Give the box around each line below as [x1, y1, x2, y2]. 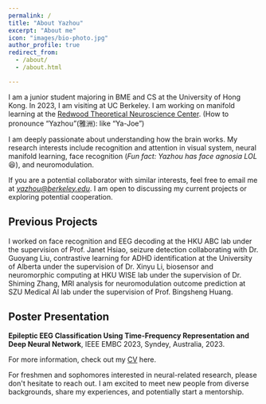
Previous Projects [8, 216, 98, 229]
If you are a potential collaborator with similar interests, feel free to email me [8, 175, 258, 185]
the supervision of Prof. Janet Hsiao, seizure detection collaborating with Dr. [8, 244, 259, 254]
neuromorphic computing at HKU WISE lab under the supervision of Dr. [8, 270, 241, 279]
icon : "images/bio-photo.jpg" [8, 33, 109, 42]
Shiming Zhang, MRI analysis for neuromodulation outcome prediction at [8, 278, 246, 288]
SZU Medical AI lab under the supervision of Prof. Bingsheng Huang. [8, 287, 233, 297]
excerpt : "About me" [8, 26, 77, 34]
